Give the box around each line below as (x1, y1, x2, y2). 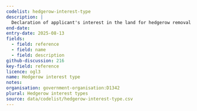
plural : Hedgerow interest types (6, 90, 88, 96)
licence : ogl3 (6, 69, 41, 75)
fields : (6, 36, 25, 42)
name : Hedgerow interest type (6, 74, 81, 80)
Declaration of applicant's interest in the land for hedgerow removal (11, 19, 192, 25)
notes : (6, 80, 22, 86)
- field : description (11, 52, 65, 58)
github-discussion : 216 (6, 58, 65, 63)
